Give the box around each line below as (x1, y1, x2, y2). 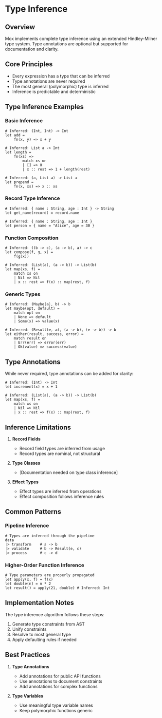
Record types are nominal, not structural (19, 451, 101, 456)
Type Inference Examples (5, 103, 84, 111)
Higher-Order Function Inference (5, 562, 84, 568)
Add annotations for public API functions (19, 673, 101, 679)
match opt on (14, 310, 40, 315)
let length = (5, 150, 32, 154)
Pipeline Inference (5, 522, 50, 529)
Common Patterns (5, 508, 62, 516)
